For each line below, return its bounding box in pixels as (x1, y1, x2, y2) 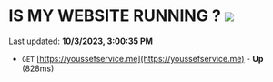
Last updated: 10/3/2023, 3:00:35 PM (8, 36, 154, 46)
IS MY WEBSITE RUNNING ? (8, 5, 222, 26)
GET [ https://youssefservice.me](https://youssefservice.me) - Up (21, 53, 264, 64)
